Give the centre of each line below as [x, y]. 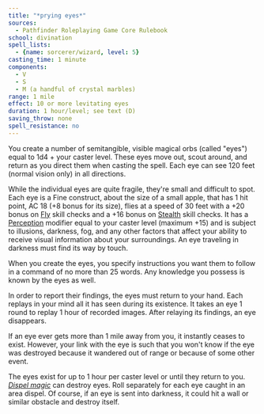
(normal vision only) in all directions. [67, 173]
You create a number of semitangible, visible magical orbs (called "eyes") [128, 148]
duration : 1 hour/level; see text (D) [72, 112]
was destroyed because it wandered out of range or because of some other [132, 352]
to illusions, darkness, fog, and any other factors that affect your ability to [128, 231]
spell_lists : [30, 45]
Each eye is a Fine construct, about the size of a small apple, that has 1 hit [128, 197]
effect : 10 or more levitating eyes [68, 104]
